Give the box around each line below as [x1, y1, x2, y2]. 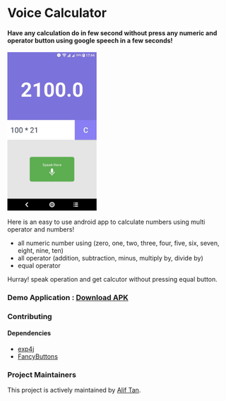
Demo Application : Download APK [7, 292, 129, 302]
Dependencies [7, 329, 52, 337]
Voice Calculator [7, 5, 107, 21]
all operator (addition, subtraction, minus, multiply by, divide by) [17, 253, 203, 262]
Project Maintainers [7, 369, 76, 379]
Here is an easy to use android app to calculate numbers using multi [7, 217, 206, 226]
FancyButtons [17, 352, 59, 361]
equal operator [17, 261, 61, 270]
